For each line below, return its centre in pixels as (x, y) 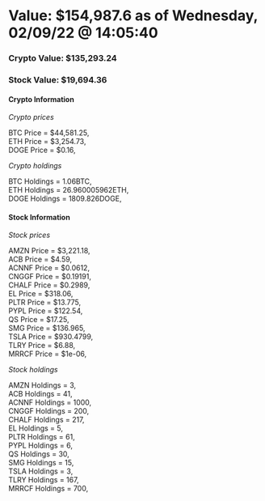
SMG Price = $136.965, (47, 328)
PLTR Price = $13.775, (45, 303)
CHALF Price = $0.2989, (49, 285)
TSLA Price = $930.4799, (51, 337)
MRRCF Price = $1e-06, (48, 354)
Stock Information (39, 217)
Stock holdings (33, 370)
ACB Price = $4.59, (40, 259)
